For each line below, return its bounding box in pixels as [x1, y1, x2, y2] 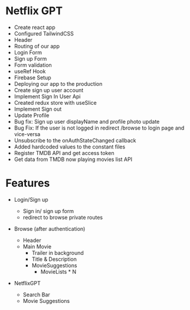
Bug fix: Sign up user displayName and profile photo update [14, 118, 160, 125]
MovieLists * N [40, 268, 77, 275]
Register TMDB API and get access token [14, 149, 114, 156]
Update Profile [14, 111, 50, 119]
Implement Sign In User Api [14, 93, 81, 100]
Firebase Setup [14, 74, 51, 81]
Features [5, 176, 50, 190]
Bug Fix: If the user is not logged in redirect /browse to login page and [14, 124, 185, 131]
